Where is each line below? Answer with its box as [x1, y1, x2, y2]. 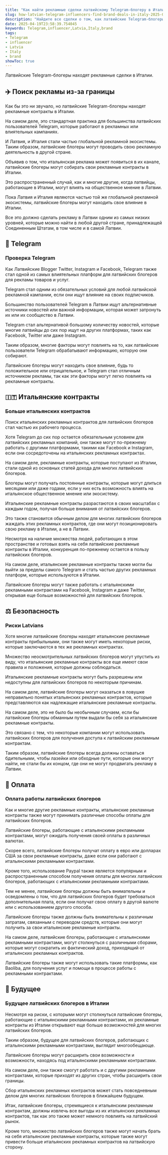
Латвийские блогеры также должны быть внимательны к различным [5, 914, 153, 920]
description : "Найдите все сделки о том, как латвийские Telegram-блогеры [5, 17, 164, 22]
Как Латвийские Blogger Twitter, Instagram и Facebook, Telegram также [5, 266, 157, 272]
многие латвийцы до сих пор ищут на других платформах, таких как [5, 327, 151, 333]
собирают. [5, 352, 28, 358]
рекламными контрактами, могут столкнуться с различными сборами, [5, 939, 158, 945]
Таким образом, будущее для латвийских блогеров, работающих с [5, 1037, 149, 1043]
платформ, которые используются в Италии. [5, 572, 100, 578]
